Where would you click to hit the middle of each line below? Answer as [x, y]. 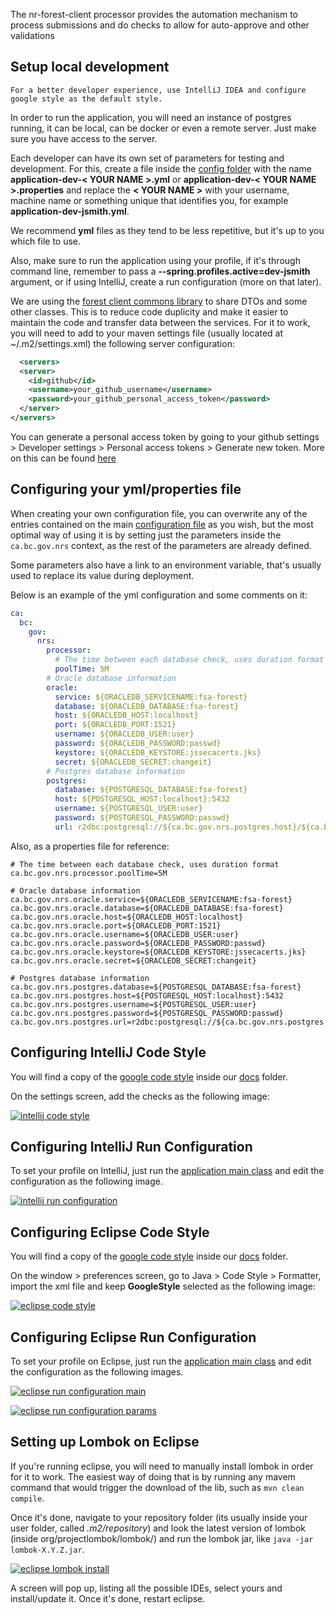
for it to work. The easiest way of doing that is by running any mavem [153, 1476]
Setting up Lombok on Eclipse [105, 1442]
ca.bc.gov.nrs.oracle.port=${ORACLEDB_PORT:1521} [116, 925]
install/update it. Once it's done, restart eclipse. [108, 1598]
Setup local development [90, 67]
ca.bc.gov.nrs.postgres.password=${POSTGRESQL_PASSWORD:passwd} [147, 1013]
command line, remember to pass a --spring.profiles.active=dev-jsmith [160, 271]
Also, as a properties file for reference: [90, 846]
